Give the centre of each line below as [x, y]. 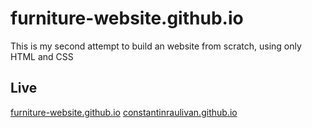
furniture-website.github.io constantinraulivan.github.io [124, 112]
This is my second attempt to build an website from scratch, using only [156, 46]
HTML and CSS [42, 56]
